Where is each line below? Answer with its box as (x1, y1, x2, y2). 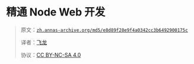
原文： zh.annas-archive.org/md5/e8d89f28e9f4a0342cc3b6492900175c (20, 26, 188, 33)
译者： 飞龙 (20, 39, 47, 46)
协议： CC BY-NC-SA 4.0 (20, 51, 81, 58)
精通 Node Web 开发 (6, 5, 106, 19)
